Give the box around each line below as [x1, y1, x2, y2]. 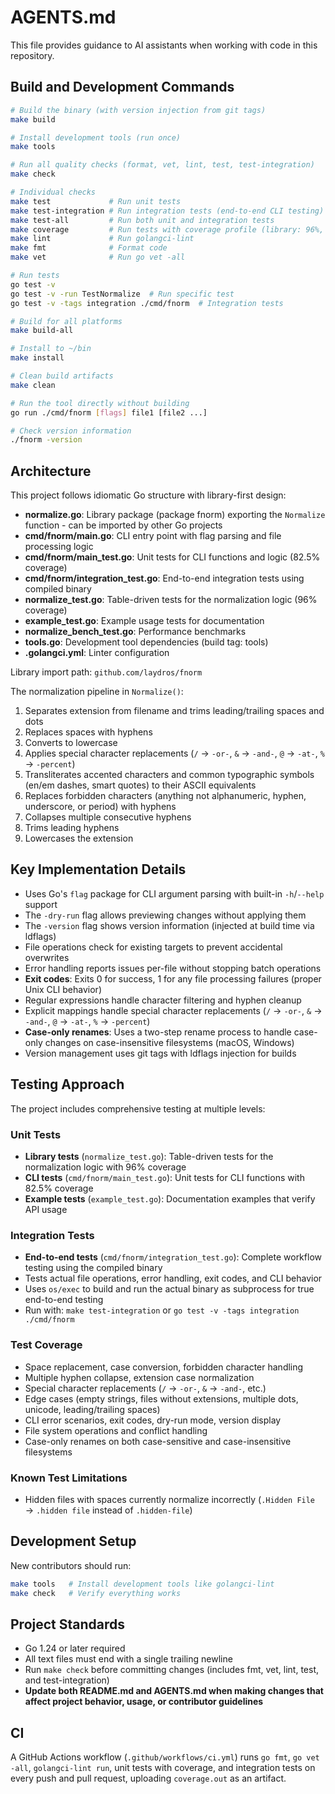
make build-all [10, 326, 74, 336]
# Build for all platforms [10, 316, 123, 326]
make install [10, 353, 65, 363]
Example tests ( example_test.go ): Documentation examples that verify [24, 1192, 316, 1205]
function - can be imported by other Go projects [24, 519, 223, 531]
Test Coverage [10, 1338, 83, 1352]
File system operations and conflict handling [24, 1424, 208, 1436]
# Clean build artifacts [10, 371, 114, 381]
